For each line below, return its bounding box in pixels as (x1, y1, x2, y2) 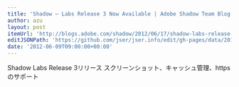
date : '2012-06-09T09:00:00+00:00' (7, 43, 113, 50)
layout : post (7, 23, 46, 30)
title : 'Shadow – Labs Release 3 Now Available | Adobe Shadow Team (7, 10, 215, 18)
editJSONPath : (7, 37, 50, 44)
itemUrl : (7, 30, 33, 37)
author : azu (7, 17, 43, 24)
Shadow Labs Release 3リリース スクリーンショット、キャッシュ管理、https (7, 64, 231, 71)
